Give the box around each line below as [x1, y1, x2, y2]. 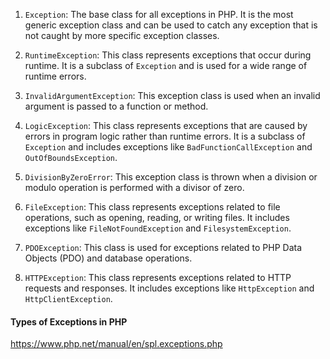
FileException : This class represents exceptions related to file [24, 201, 281, 213]
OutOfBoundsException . [24, 152, 118, 163]
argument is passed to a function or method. [24, 100, 209, 112]
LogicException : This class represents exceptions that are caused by [24, 120, 308, 131]
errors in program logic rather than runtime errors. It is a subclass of [24, 130, 306, 142]
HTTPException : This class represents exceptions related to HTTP [24, 272, 292, 283]
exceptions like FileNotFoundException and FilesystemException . [24, 222, 292, 234]
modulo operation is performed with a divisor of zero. [24, 182, 245, 193]
